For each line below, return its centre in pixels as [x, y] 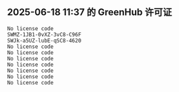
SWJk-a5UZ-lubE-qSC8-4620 [44, 41]
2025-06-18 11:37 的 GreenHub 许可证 [89, 12]
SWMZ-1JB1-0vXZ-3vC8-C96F [44, 34]
